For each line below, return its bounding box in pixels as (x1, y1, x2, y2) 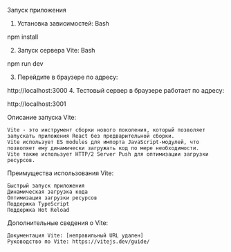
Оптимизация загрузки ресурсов (7, 195, 98, 201)
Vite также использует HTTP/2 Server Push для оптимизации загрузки (7, 151, 209, 158)
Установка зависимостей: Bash (17, 19, 109, 27)
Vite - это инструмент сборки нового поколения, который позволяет (7, 127, 206, 134)
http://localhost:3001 (7, 100, 66, 108)
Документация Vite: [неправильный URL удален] (7, 232, 144, 239)
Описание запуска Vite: (7, 114, 77, 121)
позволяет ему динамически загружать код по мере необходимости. (7, 145, 199, 152)
